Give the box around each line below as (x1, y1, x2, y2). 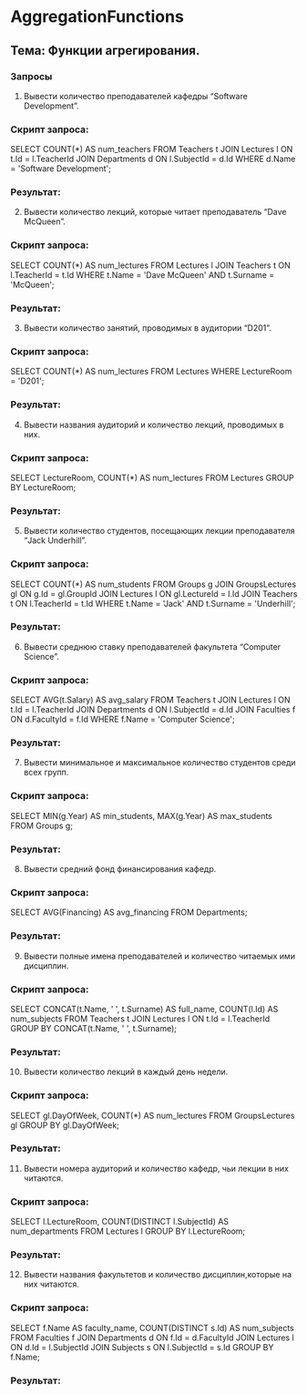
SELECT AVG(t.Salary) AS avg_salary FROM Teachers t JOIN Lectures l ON (10, 694, 291, 705)
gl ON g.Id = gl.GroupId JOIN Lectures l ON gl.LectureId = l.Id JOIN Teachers (10, 588, 298, 599)
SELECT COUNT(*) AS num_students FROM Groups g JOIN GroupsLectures (10, 579, 297, 590)
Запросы (10, 70, 53, 83)
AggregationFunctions (10, 6, 185, 27)
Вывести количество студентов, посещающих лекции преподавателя (23, 526, 295, 537)
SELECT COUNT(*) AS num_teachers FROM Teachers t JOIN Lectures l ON (10, 144, 293, 155)
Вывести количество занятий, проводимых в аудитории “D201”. (23, 323, 272, 333)
